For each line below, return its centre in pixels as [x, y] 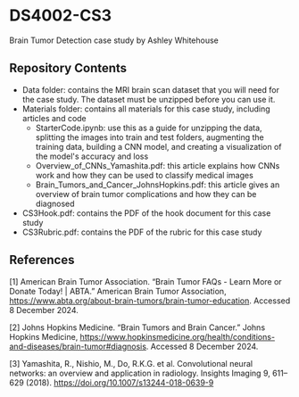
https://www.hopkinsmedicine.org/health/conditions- [177, 336]
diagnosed [55, 203]
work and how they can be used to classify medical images [145, 175]
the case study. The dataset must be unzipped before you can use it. [149, 99]
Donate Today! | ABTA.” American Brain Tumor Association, [118, 291]
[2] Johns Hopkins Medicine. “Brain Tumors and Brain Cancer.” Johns [137, 327]
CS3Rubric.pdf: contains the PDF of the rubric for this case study [142, 232]
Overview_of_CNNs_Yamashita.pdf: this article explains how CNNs [158, 165]
